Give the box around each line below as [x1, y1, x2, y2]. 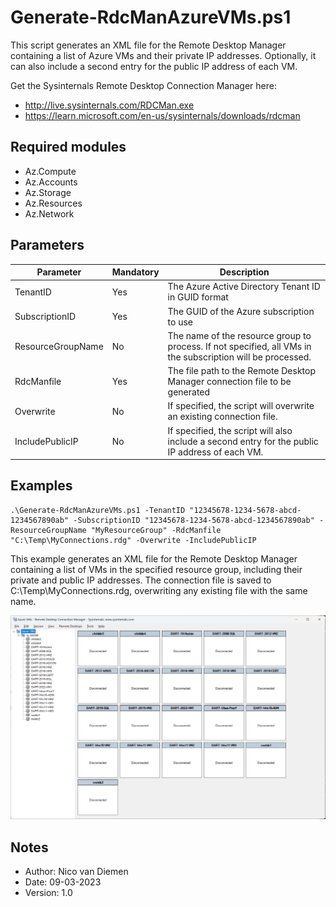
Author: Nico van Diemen [24, 866, 129, 877]
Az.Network [24, 207, 75, 220]
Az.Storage [24, 186, 72, 198]
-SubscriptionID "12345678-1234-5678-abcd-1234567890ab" [73, 515, 315, 525]
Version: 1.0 [24, 887, 73, 898]
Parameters [10, 237, 85, 254]
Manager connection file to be [167, 376, 292, 388]
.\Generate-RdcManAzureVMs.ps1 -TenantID [10, 505, 186, 515]
